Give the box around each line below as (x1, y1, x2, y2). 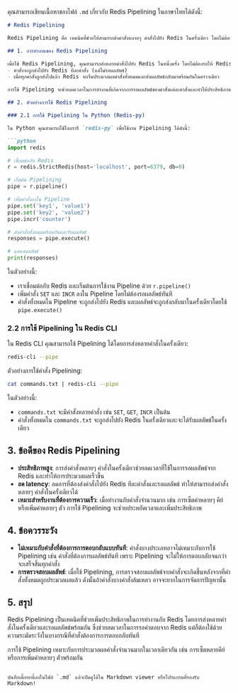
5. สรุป (7, 596, 33, 608)
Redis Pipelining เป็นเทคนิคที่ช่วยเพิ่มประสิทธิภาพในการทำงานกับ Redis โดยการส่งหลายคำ (7, 616, 227, 624)
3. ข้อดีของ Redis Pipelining (7, 445, 120, 457)
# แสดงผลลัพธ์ (7, 248, 39, 255)
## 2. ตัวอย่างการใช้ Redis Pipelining (7, 99, 108, 107)
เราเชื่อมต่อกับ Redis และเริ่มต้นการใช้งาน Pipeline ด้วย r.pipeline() (17, 281, 191, 290)
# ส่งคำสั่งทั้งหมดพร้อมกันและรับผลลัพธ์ (7, 228, 86, 235)
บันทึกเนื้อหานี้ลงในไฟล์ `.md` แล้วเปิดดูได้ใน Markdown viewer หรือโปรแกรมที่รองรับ (7, 674, 200, 681)
